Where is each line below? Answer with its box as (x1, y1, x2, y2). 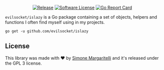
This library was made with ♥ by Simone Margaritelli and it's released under (5, 55, 159, 61)
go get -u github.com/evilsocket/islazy (5, 29, 89, 34)
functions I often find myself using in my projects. (5, 20, 105, 25)
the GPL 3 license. (5, 60, 42, 66)
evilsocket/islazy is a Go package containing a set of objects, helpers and (5, 14, 158, 20)
